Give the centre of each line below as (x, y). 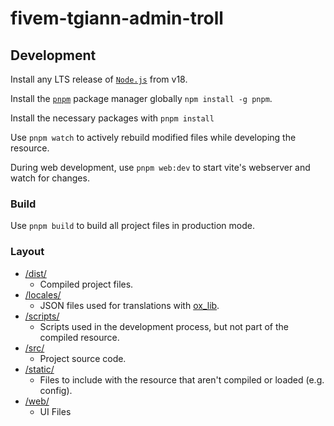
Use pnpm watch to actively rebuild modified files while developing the (153, 137)
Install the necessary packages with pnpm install (112, 118)
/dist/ (35, 273)
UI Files (55, 411)
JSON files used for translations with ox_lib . (129, 305)
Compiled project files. (86, 284)
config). (56, 390)
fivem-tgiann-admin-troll (117, 18)
